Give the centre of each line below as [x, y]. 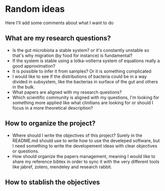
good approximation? [34, 66]
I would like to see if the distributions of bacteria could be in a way [79, 76]
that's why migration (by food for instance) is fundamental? [72, 55]
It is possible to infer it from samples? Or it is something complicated [82, 71]
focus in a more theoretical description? [52, 108]
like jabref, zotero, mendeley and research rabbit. [62, 167]
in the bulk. [24, 87]
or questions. [26, 151]
